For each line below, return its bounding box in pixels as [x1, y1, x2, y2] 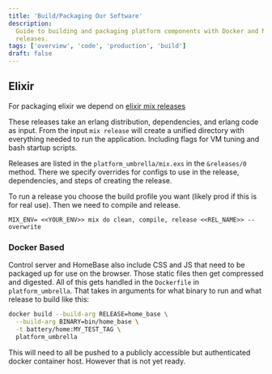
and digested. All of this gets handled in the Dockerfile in [8, 277, 200, 287]
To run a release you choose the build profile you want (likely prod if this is [8, 191, 257, 201]
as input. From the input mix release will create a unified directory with [8, 125, 244, 135]
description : [8, 19, 53, 28]
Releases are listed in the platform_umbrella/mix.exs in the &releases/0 [8, 158, 247, 168]
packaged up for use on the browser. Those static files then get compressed [8, 269, 264, 278]
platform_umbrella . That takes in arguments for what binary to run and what [8, 286, 261, 296]
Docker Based [8, 241, 65, 252]
